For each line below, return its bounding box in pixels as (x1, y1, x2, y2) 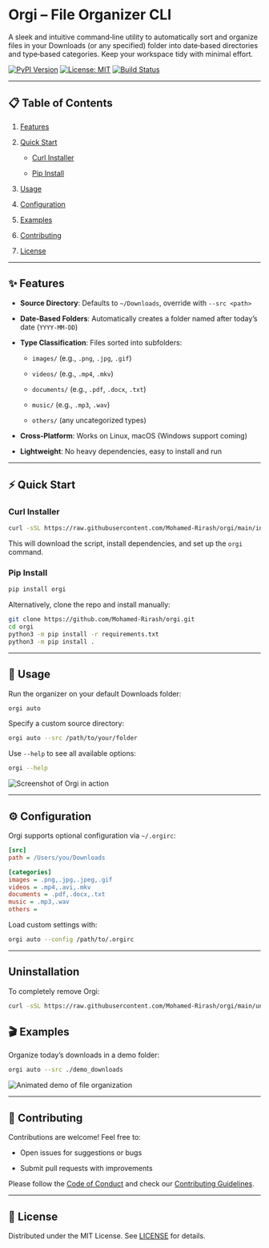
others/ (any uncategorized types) (31, 415, 147, 425)
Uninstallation (8, 965, 80, 979)
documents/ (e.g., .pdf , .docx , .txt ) (31, 384, 147, 394)
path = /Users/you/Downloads (8, 854, 106, 862)
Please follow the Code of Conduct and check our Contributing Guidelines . (8, 1179, 255, 1189)
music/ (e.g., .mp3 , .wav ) (31, 399, 110, 410)
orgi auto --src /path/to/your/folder (8, 734, 138, 742)
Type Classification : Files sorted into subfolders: (19, 337, 183, 347)
